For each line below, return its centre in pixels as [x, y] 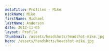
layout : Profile [21, 32]
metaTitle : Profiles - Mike [33, 9]
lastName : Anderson [25, 23]
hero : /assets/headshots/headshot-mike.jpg [49, 41]
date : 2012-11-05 [22, 28]
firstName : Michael [25, 18]
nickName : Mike [20, 14]
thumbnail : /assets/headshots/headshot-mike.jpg [55, 37]
